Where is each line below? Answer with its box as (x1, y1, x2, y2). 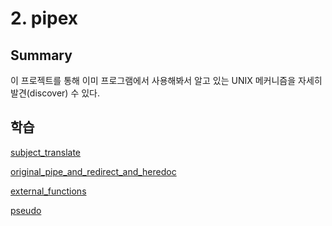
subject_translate (10, 146, 81, 158)
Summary (10, 47, 73, 64)
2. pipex (10, 7, 79, 30)
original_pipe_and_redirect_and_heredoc (10, 165, 177, 177)
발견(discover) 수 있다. (10, 87, 101, 99)
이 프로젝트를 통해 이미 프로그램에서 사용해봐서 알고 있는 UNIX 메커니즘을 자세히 (10, 75, 323, 86)
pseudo (10, 204, 42, 216)
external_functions (10, 185, 87, 197)
